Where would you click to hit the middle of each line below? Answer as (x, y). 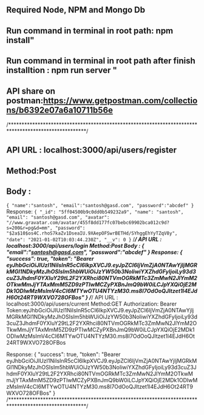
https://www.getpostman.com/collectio (121, 101)
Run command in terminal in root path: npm (90, 31)
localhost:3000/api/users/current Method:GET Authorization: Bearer (92, 304)
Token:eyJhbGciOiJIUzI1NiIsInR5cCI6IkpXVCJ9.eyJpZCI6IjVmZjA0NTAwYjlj (100, 310)
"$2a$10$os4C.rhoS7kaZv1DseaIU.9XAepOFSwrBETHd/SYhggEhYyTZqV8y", (92, 233)
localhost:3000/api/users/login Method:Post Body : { (75, 245)
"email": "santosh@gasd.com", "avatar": (58, 217)
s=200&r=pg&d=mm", (29, 228)
